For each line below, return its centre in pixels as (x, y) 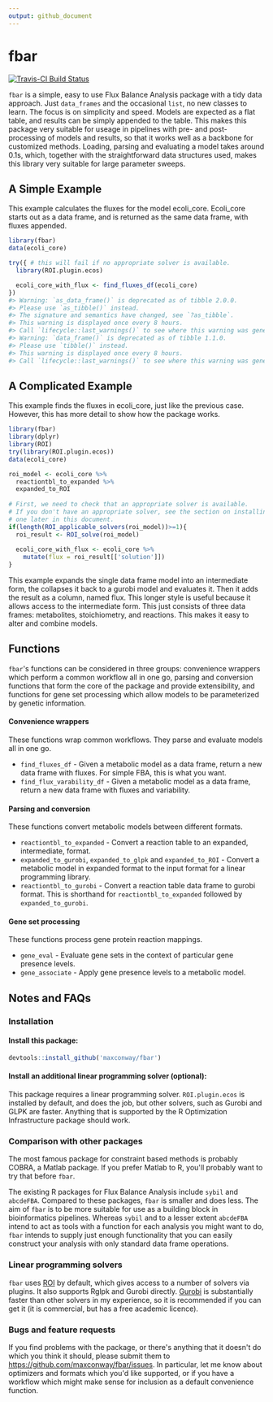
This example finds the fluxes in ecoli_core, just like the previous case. (126, 406)
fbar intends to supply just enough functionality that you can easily (121, 1235)
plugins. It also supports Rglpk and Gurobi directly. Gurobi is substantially (131, 1291)
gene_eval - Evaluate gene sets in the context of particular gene (127, 955)
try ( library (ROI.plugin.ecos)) (61, 452)
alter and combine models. (53, 623)
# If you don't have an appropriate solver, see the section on (119, 512)
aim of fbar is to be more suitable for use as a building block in (113, 1209)
